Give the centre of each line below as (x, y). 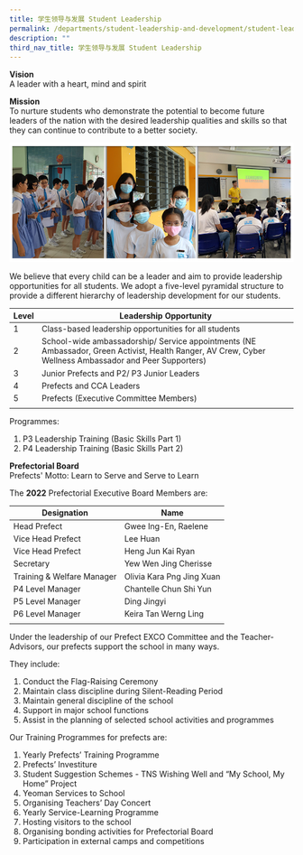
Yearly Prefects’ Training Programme (91, 755)
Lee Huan (142, 538)
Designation (65, 513)
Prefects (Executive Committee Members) (119, 398)
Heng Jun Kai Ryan (160, 552)
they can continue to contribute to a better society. (104, 130)
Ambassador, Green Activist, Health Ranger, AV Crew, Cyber (154, 351)
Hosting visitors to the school (77, 822)
